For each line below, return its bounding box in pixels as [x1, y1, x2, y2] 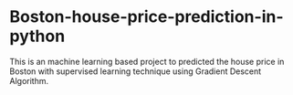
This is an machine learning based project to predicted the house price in [9, 56, 285, 67]
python [9, 26, 66, 47]
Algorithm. [9, 75, 48, 86]
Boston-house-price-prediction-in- [9, 6, 284, 27]
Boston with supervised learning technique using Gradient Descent [9, 66, 262, 77]
